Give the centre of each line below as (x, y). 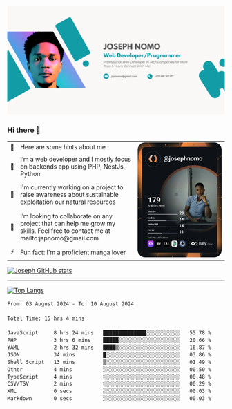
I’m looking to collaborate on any (66, 216)
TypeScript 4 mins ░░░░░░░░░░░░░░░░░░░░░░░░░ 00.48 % (109, 377)
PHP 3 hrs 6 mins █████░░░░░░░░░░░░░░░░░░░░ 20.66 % (109, 341)
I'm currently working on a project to (72, 187)
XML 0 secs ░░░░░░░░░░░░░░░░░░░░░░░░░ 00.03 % (109, 391)
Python (30, 174)
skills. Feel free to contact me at (65, 231)
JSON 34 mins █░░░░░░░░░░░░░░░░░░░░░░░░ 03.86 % (109, 354)
